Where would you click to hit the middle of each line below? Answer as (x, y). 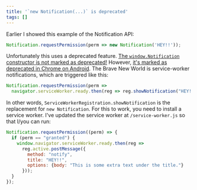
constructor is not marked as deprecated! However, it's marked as (87, 62)
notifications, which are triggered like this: (57, 75)
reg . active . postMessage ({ (54, 149)
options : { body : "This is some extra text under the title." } (106, 165)
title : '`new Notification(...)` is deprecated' (67, 12)
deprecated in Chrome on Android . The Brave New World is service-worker (98, 69)
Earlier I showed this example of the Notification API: (70, 34)
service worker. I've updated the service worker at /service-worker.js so (96, 115)
